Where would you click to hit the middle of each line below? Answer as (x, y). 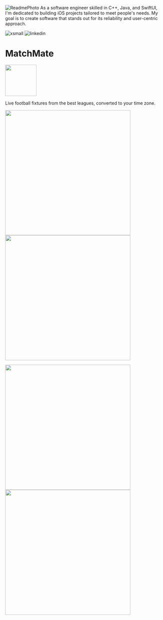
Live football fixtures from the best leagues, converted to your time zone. (80, 103)
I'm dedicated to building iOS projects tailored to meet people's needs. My (82, 13)
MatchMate (29, 54)
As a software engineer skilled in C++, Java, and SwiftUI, (99, 8)
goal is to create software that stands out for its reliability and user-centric (81, 18)
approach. (16, 24)
